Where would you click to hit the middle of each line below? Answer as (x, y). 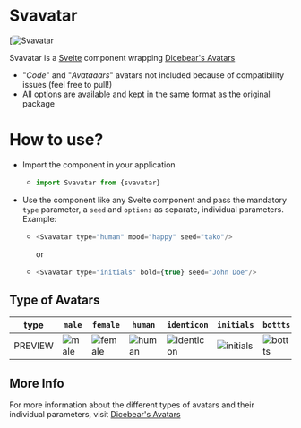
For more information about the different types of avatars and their (132, 405)
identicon (188, 325)
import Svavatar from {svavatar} (98, 183)
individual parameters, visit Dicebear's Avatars (95, 415)
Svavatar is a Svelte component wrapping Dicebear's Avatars (122, 57)
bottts (277, 325)
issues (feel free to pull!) (67, 84)
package (39, 103)
